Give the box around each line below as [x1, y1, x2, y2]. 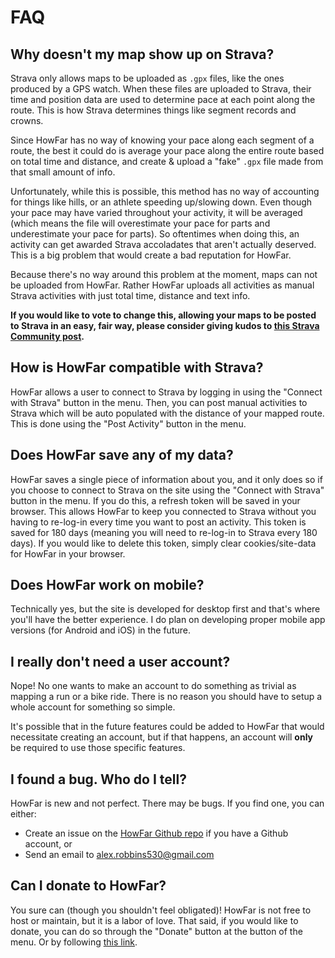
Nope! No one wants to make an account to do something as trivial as [10, 680, 297, 692]
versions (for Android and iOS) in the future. [10, 624, 191, 636]
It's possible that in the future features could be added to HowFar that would [10, 721, 325, 733]
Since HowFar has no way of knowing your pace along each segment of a [10, 134, 315, 146]
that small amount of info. [10, 166, 116, 178]
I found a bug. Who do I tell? [10, 771, 187, 788]
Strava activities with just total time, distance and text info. [10, 290, 251, 301]
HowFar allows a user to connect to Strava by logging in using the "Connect [10, 386, 323, 398]
